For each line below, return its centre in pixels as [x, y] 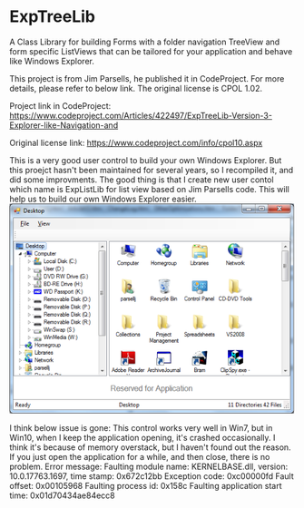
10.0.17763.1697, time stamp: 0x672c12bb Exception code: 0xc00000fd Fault [152, 476]
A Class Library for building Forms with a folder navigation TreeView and [145, 42]
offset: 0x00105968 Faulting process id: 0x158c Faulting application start [146, 485]
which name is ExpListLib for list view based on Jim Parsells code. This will [150, 189]
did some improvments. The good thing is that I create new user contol [142, 180]
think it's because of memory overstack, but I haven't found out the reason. [151, 447]
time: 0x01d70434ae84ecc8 [62, 495]
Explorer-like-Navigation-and [64, 125]
